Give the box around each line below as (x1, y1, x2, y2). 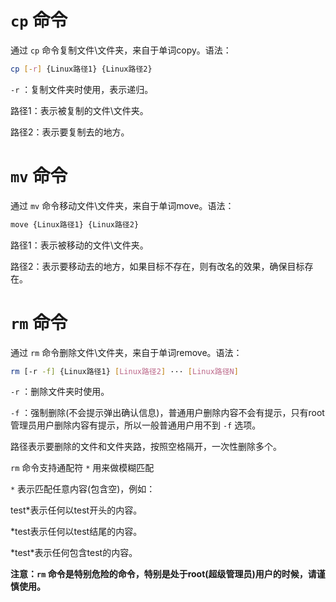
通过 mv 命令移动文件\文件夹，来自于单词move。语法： (10, 199, 235, 211)
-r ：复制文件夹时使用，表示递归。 (10, 83, 154, 95)
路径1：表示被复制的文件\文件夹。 (10, 104, 149, 116)
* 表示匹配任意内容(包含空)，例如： (10, 483, 156, 495)
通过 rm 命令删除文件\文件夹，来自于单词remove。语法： (10, 346, 243, 358)
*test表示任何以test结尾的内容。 (10, 526, 143, 538)
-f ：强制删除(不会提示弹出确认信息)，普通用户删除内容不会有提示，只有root (10, 407, 325, 419)
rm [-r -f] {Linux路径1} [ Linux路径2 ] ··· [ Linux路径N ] (10, 366, 239, 376)
